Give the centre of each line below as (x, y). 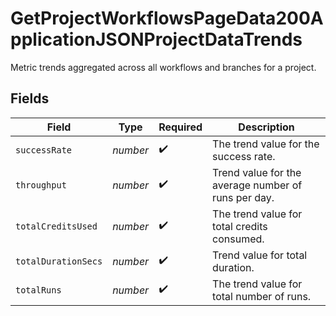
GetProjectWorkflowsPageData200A (167, 18)
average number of (257, 185)
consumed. (238, 239)
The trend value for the (266, 144)
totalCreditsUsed (56, 226)
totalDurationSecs (59, 261)
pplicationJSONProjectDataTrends (156, 39)
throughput (41, 185)
